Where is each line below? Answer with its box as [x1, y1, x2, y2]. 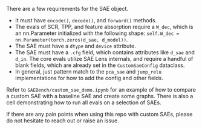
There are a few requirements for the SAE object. [6, 5, 129, 12]
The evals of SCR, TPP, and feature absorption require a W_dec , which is [15, 24, 194, 30]
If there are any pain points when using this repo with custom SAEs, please [6, 111, 193, 118]
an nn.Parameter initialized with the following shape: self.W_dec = [15, 30, 180, 37]
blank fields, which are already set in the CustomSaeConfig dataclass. [15, 61, 185, 69]
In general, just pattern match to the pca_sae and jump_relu [15, 68, 162, 75]
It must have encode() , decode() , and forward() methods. [15, 17, 157, 24]
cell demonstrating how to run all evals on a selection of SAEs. [6, 99, 161, 106]
